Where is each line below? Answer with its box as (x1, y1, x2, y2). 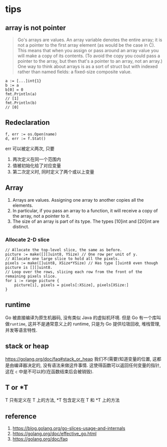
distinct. (12, 223, 30, 229)
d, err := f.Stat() (5, 136, 46, 141)
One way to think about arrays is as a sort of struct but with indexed (17, 64, 158, 69)
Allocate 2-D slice (5, 236, 50, 243)
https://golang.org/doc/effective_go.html (12, 430, 97, 437)
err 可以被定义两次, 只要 (5, 145, 55, 152)
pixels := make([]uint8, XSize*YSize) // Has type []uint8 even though (5, 260, 158, 265)
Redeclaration (5, 118, 50, 127)
